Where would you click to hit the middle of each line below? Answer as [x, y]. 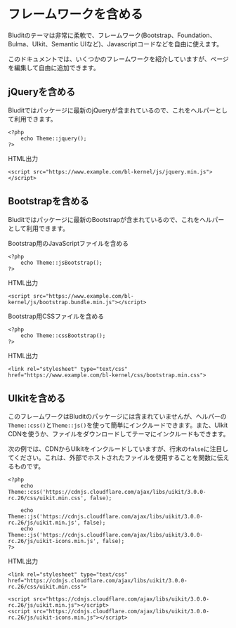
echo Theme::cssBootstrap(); [63, 335]
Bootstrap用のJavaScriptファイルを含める [68, 243]
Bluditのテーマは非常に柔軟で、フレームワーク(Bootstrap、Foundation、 [112, 35]
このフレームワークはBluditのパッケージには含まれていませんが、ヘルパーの [117, 417]
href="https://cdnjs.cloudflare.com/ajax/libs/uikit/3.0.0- [98, 581]
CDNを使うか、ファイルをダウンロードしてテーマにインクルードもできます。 [119, 434]
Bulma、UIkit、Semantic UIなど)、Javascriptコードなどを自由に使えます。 [116, 44]
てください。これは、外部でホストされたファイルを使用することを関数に [112, 458]
